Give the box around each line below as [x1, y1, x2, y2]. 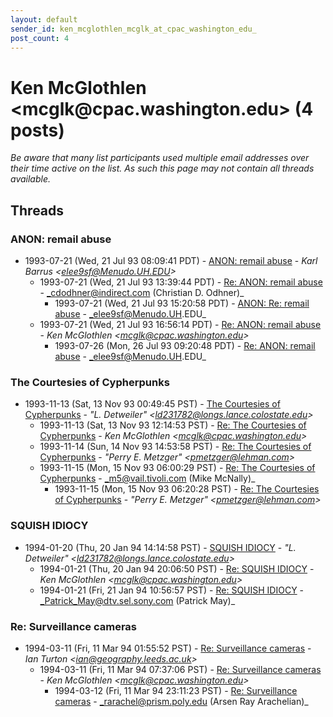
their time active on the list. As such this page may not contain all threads [10, 162, 315, 175]
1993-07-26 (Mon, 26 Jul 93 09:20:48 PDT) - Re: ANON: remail [54, 340, 316, 351]
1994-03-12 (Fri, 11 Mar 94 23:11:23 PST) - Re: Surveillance [54, 684, 298, 696]
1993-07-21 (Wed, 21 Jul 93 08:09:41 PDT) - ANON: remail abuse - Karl [24, 255, 318, 266]
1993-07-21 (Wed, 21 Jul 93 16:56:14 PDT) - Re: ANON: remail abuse [39, 319, 322, 330]
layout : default [10, 14, 78, 25]
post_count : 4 [10, 33, 70, 43]
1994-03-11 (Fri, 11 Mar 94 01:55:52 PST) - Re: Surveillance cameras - [24, 642, 312, 654]
